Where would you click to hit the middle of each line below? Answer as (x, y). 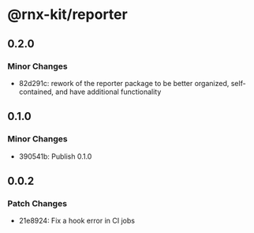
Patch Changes (37, 203)
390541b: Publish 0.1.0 (55, 156)
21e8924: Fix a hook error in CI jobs (77, 221)
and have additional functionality (108, 92)
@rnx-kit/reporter (67, 15)
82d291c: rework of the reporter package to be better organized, (124, 83)
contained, (36, 92)
